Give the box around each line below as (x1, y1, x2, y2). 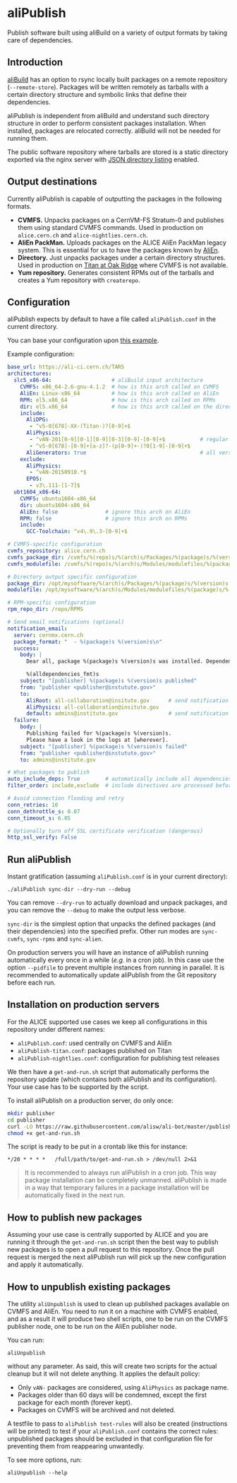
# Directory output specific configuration (7, 573, 138, 581)
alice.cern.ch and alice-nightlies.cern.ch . (17, 231, 148, 239)
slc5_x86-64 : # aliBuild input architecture (13, 377, 203, 384)
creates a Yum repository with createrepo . (17, 276, 140, 284)
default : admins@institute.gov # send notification (25, 710, 229, 717)
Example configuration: (7, 350, 75, 359)
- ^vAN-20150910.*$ (29, 469, 87, 476)
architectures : (7, 370, 52, 378)
